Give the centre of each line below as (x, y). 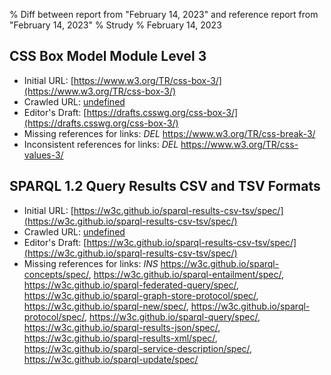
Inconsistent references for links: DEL (101, 144)
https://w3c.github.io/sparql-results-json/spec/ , (122, 327)
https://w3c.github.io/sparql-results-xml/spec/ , (120, 338)
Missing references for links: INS (91, 263)
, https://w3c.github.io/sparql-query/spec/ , (172, 316)
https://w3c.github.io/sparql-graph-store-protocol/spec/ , (141, 295)
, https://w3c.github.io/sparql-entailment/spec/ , (186, 274)
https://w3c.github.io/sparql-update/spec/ (111, 359)
